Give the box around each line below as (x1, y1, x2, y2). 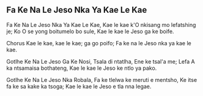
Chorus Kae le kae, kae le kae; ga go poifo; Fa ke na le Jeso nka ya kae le (6, 39, 191, 46)
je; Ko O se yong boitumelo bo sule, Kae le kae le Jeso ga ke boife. (6, 28, 174, 35)
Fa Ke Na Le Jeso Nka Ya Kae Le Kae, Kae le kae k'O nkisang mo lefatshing (6, 21, 196, 28)
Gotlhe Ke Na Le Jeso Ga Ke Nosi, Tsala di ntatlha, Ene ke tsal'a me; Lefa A (6, 57, 195, 65)
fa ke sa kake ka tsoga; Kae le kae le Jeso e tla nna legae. (6, 83, 152, 90)
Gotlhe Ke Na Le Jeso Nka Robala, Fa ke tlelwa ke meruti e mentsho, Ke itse (6, 76, 197, 83)
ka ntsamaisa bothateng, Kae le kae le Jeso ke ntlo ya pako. (6, 64, 157, 72)
